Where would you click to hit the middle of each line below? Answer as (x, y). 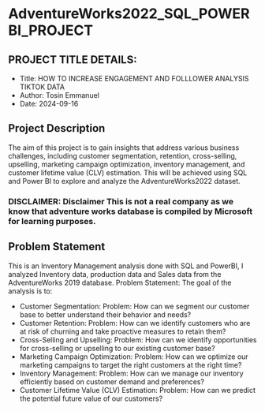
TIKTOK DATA (42, 87)
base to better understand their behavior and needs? (105, 314)
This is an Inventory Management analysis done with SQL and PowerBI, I (126, 266)
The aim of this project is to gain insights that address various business (124, 148)
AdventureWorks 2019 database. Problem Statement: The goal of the (120, 282)
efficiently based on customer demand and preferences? (112, 381)
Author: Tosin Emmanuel (60, 95)
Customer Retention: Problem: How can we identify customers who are (135, 323)
